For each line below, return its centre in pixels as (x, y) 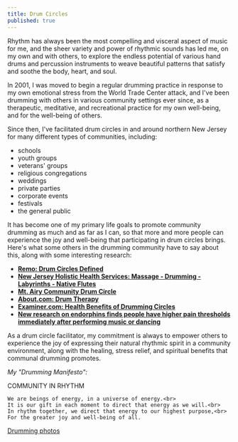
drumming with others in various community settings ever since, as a (108, 100)
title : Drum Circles (38, 14)
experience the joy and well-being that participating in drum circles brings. (117, 240)
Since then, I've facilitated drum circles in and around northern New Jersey (117, 129)
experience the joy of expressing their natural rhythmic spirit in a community (119, 343)
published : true (31, 21)
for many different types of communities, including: (82, 137)
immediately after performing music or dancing (89, 322)
